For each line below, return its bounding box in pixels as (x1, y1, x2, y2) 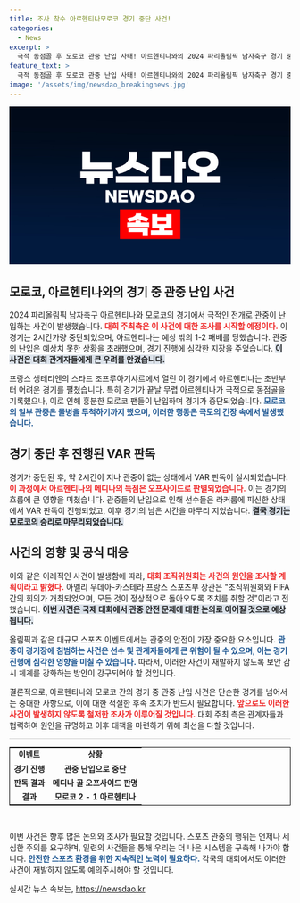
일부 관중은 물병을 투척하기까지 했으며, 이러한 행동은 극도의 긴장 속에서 (18, 407, 261, 418)
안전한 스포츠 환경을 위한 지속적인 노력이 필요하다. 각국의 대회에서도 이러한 (28, 853, 287, 864)
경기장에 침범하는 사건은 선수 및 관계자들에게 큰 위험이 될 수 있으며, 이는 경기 (25, 645, 288, 656)
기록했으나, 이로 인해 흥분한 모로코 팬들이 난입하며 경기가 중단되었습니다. (9, 395, 262, 406)
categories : (9, 23, 54, 33)
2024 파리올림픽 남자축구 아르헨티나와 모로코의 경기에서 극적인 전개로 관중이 (9, 310, 277, 320)
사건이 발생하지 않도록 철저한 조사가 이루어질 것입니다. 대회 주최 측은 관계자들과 (9, 708, 284, 719)
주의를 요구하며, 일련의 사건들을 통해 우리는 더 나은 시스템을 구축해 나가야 (25, 841, 281, 852)
